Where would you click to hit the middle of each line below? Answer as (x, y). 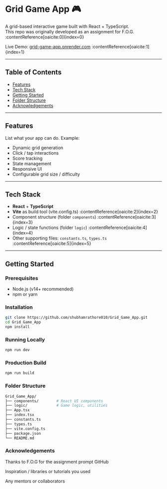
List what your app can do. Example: (42, 138)
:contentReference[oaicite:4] (118, 228)
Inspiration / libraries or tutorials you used (48, 471)
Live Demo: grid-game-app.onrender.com (48, 46)
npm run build (20, 373)
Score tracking (27, 158)
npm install (17, 327)
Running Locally (25, 339)
